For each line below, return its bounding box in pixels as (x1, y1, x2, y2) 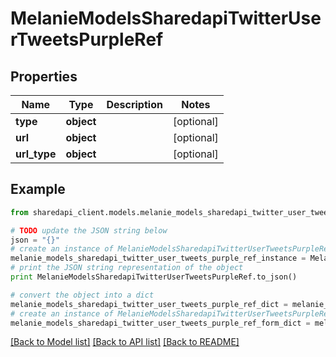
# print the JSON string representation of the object (10, 263, 244, 273)
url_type (15, 147, 57, 161)
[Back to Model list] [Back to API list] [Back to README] (10, 336, 240, 348)
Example (10, 181, 66, 198)
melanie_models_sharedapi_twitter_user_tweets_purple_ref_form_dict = (10, 318, 311, 328)
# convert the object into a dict (10, 290, 155, 300)
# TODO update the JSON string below (10, 225, 168, 236)
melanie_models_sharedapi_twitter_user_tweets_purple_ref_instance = (10, 253, 307, 264)
